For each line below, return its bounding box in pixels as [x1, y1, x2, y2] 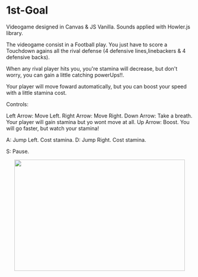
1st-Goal [6, 4, 49, 17]
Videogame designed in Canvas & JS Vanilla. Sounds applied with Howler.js [6, 23, 191, 30]
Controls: [6, 100, 28, 107]
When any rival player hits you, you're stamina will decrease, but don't [6, 65, 178, 72]
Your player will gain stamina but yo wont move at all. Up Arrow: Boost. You [6, 118, 190, 125]
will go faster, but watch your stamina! [6, 125, 100, 132]
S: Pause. [6, 148, 30, 155]
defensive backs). [6, 53, 50, 61]
